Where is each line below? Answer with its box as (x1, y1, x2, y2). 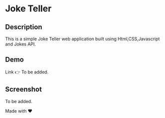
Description (5, 23, 42, 31)
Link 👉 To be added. (5, 69, 49, 75)
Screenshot (5, 85, 42, 94)
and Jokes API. (5, 41, 36, 47)
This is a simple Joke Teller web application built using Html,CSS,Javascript (5, 36, 160, 42)
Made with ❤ (5, 108, 33, 114)
